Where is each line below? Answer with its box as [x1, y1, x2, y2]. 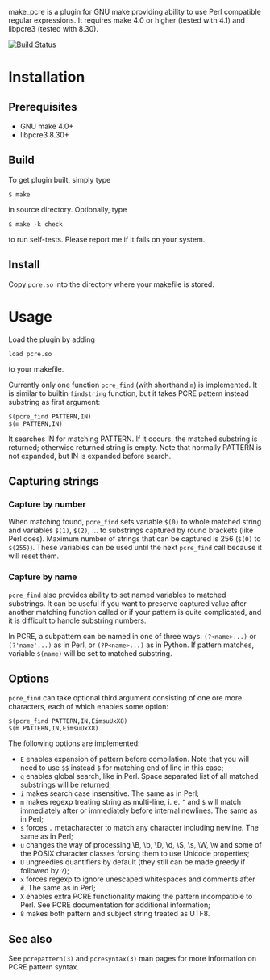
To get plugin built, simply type [8, 175, 111, 184]
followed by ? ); [19, 866, 70, 876]
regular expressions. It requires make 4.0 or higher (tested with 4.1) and [8, 15, 246, 25]
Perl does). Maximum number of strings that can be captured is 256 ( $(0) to [8, 534, 261, 544]
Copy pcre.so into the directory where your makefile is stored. [8, 279, 215, 289]
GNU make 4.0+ [19, 121, 74, 131]
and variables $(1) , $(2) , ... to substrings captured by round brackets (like [8, 525, 254, 536]
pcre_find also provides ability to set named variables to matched [8, 590, 226, 599]
